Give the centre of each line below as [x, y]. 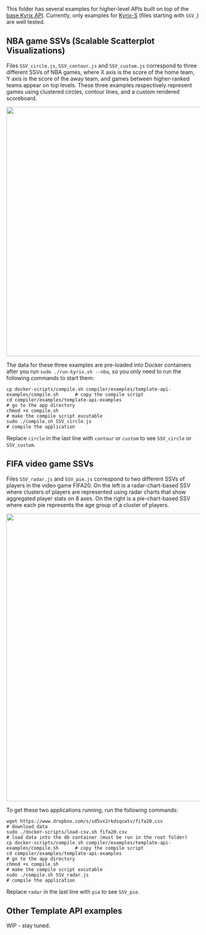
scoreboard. [22, 98]
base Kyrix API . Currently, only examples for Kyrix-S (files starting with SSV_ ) [103, 15]
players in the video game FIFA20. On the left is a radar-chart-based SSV [98, 485]
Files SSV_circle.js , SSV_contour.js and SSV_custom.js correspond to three [102, 65]
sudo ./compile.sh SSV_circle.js [49, 421]
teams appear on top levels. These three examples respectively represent [99, 85]
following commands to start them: [50, 378]
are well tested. [26, 22]
